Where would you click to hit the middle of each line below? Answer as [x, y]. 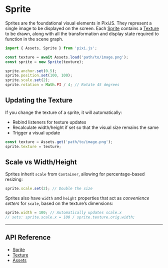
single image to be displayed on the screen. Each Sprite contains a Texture [82, 28]
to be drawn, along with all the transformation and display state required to [82, 33]
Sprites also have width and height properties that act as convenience [77, 198]
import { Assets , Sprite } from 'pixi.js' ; [51, 48]
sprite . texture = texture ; [33, 146]
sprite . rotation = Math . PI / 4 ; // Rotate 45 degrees [62, 85]
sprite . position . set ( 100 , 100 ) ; [39, 75]
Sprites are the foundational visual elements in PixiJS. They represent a [78, 23]
